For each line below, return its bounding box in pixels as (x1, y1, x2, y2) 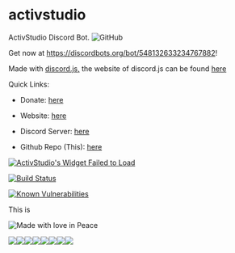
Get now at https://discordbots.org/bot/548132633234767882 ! (8, 48, 218, 57)
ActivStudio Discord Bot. (8, 32, 90, 42)
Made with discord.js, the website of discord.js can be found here (8, 63, 227, 74)
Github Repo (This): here (19, 141, 103, 151)
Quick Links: (8, 79, 50, 89)
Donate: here (19, 95, 64, 104)
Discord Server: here (19, 126, 90, 136)
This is (8, 205, 31, 214)
